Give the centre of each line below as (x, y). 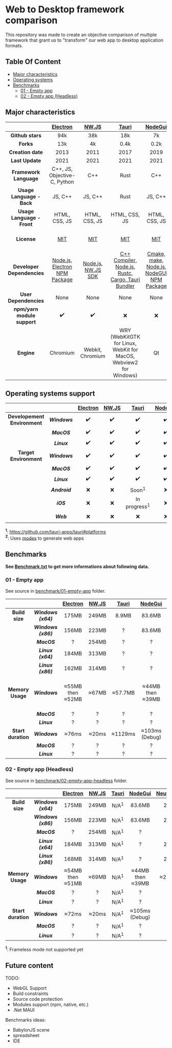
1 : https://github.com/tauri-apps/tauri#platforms (56, 531)
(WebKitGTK (125, 336)
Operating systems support (50, 393)
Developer (26, 267)
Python (65, 182)
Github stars (26, 135)
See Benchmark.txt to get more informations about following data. (77, 566)
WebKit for (125, 349)
